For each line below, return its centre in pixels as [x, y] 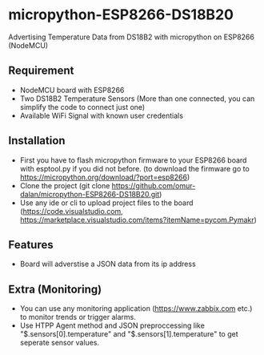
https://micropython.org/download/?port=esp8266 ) [105, 177]
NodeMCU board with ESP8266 [72, 90]
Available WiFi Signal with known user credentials [102, 115]
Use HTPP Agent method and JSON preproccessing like [112, 325]
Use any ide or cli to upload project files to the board [106, 203]
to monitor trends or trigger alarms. [78, 317]
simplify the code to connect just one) [82, 107]
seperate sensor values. [60, 343]
